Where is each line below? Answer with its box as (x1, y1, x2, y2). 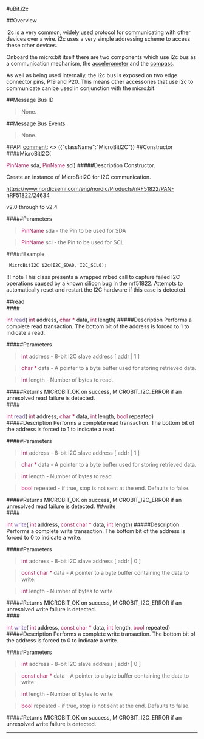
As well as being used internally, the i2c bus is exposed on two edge (6, 72, 178, 78)
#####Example (6, 250, 45, 258)
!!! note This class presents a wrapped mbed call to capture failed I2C (6, 273, 180, 280)
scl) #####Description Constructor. (66, 162, 156, 169)
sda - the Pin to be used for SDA (45, 227, 126, 234)
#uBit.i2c (6, 5, 29, 12)
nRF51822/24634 (6, 191, 50, 199)
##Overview (6, 17, 38, 24)
